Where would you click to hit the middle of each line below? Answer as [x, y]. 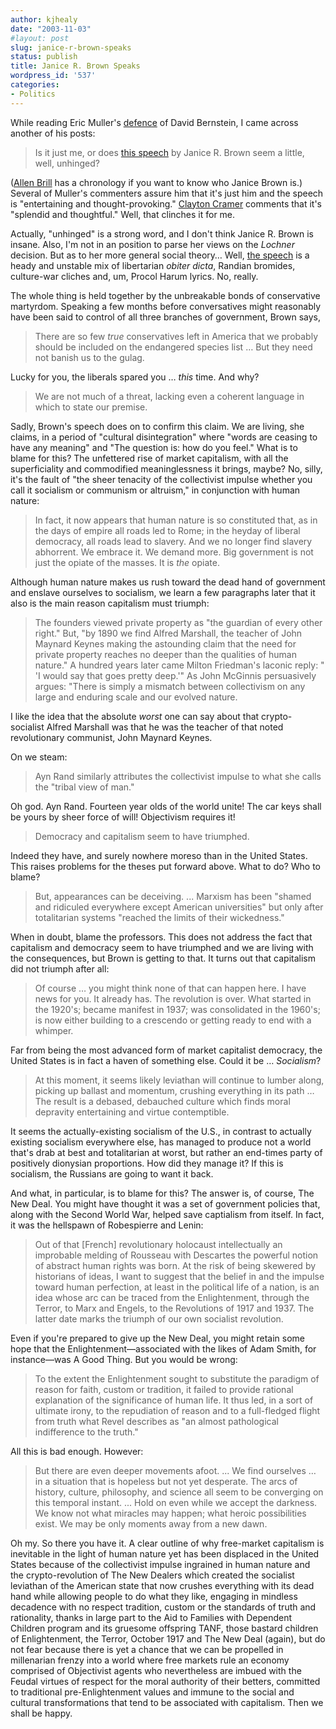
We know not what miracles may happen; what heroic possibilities [170, 1513]
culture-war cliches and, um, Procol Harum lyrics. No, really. [134, 276]
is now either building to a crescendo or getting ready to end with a [173, 1020]
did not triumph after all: [60, 968]
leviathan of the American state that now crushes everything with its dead [162, 1585]
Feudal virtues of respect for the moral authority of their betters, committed [165, 1681]
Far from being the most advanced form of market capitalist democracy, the [166, 1050]
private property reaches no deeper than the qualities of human [165, 654]
